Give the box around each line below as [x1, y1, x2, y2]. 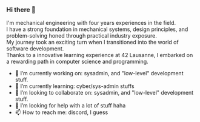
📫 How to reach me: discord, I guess [15, 109, 108, 116]
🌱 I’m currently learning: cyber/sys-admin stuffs [15, 83, 135, 90]
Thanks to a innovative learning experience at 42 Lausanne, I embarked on [6, 52, 193, 59]
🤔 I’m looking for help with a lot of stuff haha [15, 102, 126, 109]
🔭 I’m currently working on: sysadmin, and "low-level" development [15, 70, 184, 77]
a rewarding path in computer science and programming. [6, 58, 148, 66]
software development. [6, 45, 64, 52]
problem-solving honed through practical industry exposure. [6, 32, 158, 39]
